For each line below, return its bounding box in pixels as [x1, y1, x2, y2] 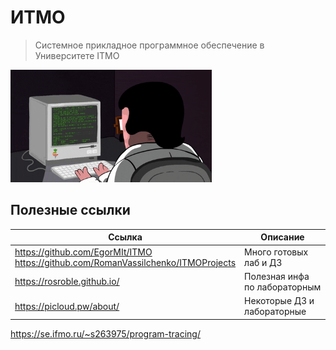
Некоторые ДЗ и [244, 295, 315, 306]
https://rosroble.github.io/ [14, 276, 120, 288]
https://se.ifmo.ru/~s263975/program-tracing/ [10, 327, 201, 340]
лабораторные [244, 306, 307, 317]
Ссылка [108, 231, 143, 243]
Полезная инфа [244, 270, 310, 282]
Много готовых [244, 246, 309, 258]
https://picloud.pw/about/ [14, 300, 120, 312]
